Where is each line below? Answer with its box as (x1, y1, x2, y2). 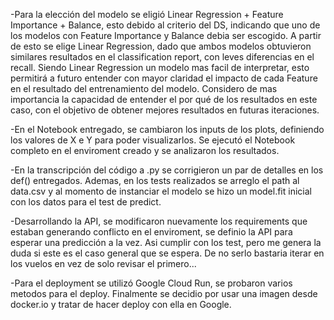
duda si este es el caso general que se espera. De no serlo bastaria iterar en (10, 247, 325, 259)
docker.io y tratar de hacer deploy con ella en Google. (10, 299, 232, 310)
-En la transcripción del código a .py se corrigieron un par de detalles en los (10, 164, 324, 176)
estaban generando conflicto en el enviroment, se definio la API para (10, 226, 293, 238)
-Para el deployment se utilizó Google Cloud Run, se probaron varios (10, 277, 293, 289)
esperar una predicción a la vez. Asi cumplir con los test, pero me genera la (10, 237, 322, 248)
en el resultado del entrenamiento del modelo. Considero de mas (10, 83, 278, 94)
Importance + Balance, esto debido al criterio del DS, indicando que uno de (10, 19, 321, 31)
